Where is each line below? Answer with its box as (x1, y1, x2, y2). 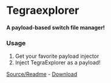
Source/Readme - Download (6, 70, 78, 78)
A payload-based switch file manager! (6, 23, 105, 31)
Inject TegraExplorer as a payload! (15, 59, 101, 66)
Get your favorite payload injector (15, 52, 99, 60)
